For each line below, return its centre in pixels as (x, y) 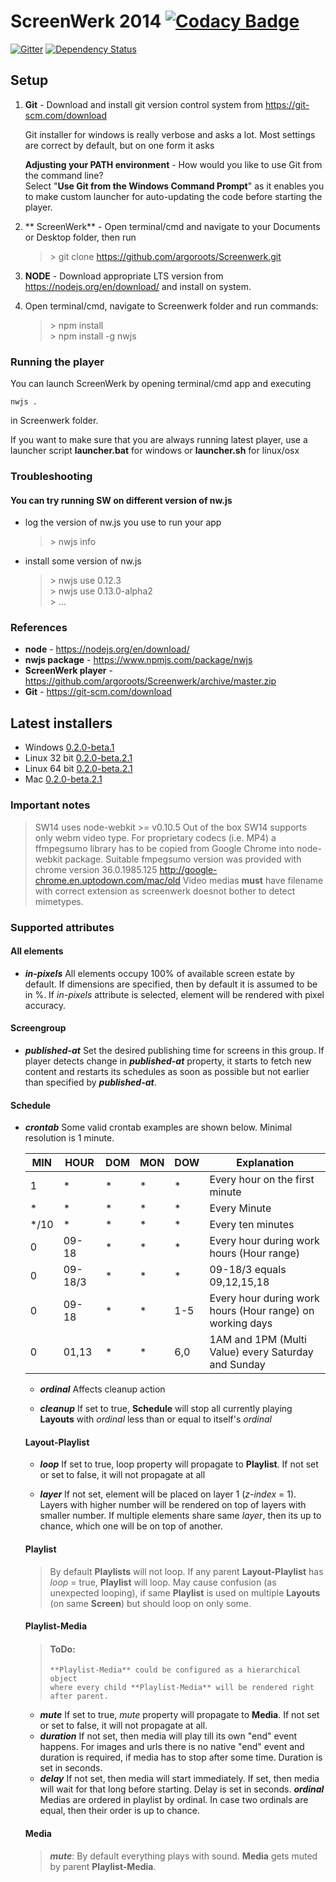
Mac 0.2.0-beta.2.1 (63, 779)
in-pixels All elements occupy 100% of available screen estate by (159, 973)
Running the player (57, 362)
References (39, 628)
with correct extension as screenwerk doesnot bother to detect (165, 891)
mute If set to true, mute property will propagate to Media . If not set (179, 1715)
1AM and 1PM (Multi (258, 1340)
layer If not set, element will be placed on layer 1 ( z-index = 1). (168, 1494)
